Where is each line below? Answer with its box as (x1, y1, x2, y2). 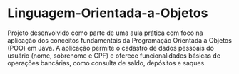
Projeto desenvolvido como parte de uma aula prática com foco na (7, 28, 203, 37)
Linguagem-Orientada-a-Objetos (7, 5, 208, 21)
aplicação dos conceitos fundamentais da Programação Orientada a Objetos (7, 36, 232, 44)
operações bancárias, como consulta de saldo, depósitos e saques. (7, 58, 207, 67)
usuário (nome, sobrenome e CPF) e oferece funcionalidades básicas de (7, 51, 221, 60)
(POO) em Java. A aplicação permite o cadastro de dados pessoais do (7, 43, 214, 52)
